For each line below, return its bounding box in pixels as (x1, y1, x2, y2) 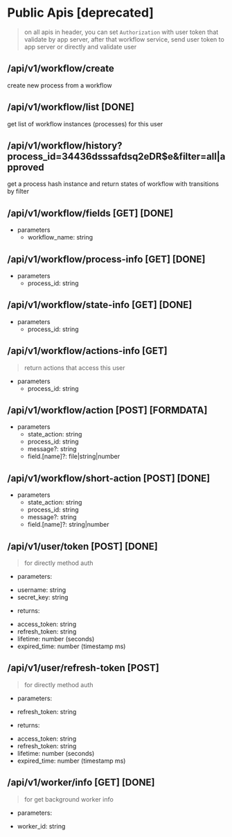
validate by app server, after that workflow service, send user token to (24, 35, 225, 43)
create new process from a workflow (7, 81, 112, 90)
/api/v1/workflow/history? (7, 139, 123, 151)
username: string (17, 586, 66, 594)
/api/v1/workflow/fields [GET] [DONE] (7, 207, 174, 219)
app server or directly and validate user (24, 42, 137, 51)
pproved (7, 161, 44, 173)
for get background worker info (24, 795, 114, 803)
